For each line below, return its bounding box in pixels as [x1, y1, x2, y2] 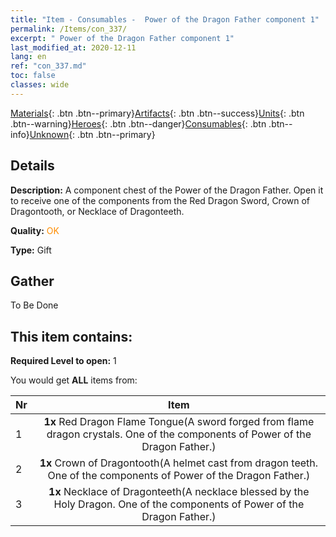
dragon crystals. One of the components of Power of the [46, 427, 312, 441]
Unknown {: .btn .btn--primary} [29, 128, 156, 140]
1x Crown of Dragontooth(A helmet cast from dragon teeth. [39, 456, 319, 470]
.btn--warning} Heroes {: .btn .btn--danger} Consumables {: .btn [10, 117, 267, 130]
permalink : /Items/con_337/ [10, 24, 128, 34]
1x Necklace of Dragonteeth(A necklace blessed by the [48, 485, 310, 499]
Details [10, 157, 55, 175]
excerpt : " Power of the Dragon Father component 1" [10, 33, 235, 43]
